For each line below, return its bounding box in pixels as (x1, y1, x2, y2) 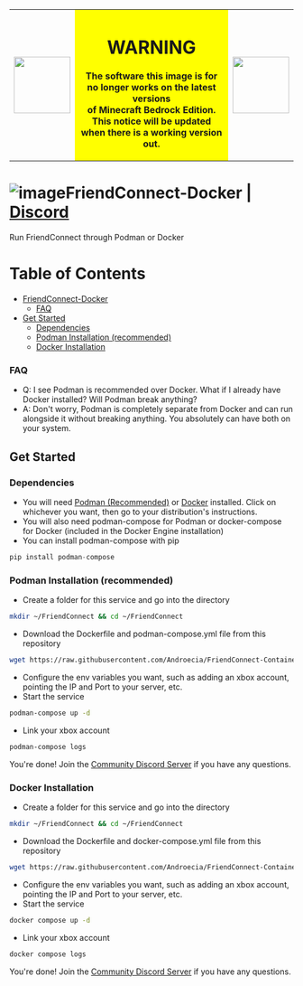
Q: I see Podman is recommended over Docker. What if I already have (22, 384, 281, 396)
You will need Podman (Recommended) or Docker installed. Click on (22, 497, 277, 508)
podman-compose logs (9, 742, 87, 751)
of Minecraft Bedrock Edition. (87, 104, 216, 117)
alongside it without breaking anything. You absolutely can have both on (22, 413, 291, 424)
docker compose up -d (9, 916, 91, 925)
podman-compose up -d (9, 709, 91, 718)
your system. (22, 423, 71, 434)
